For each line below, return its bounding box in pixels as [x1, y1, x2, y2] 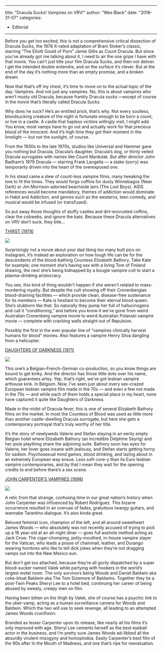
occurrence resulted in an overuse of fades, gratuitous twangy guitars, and [5, 505, 154, 510]
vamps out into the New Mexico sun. [5, 551, 78, 556]
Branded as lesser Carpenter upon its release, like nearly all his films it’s [5, 620, 148, 625]
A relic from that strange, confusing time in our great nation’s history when [5, 495, 153, 500]
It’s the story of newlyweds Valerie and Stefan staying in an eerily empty [5, 431, 148, 436]
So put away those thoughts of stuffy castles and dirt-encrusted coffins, [5, 209, 148, 214]
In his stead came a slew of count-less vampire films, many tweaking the [5, 174, 149, 179]
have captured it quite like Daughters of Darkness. [5, 397, 105, 402]
